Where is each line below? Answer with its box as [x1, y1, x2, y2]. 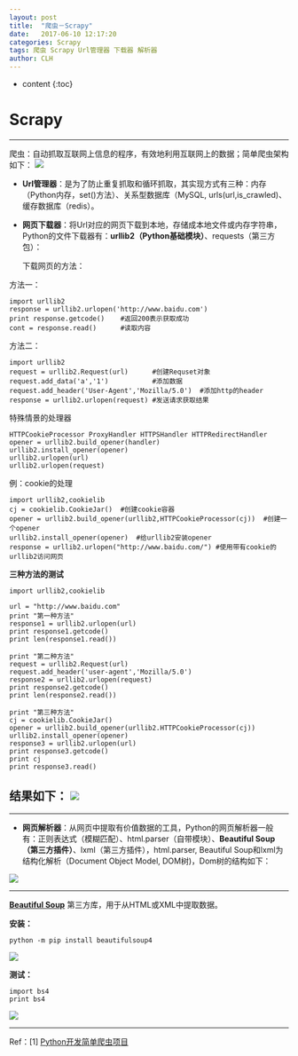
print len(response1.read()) [9, 634, 117, 643]
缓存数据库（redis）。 [21, 201, 99, 211]
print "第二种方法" [9, 651, 74, 661]
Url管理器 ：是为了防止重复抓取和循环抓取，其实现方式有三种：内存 [21, 178, 267, 189]
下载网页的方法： [21, 260, 85, 271]
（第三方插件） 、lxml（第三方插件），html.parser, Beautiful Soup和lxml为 [21, 844, 284, 855]
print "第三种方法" [9, 707, 74, 717]
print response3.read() [9, 762, 98, 771]
